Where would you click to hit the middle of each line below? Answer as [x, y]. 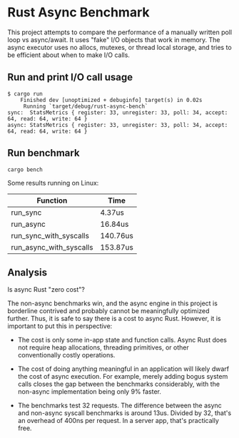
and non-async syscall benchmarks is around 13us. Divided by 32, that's [124, 413]
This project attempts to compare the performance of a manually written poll [120, 32]
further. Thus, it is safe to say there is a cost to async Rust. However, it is [114, 319]
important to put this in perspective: [60, 326]
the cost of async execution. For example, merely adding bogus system [123, 377]
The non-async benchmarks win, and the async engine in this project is [112, 303]
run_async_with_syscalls [52, 247]
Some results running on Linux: [53, 183]
